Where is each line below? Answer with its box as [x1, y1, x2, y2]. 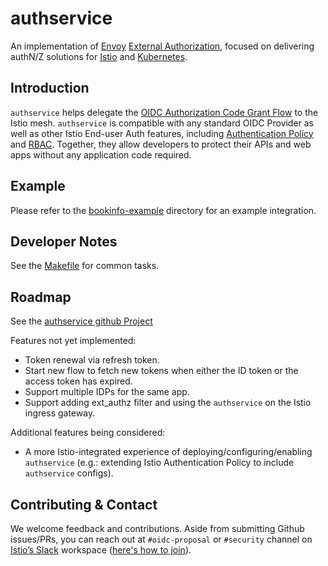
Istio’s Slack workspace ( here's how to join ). [10, 544, 192, 556]
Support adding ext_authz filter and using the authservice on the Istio [24, 397, 312, 409]
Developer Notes [10, 233, 118, 250]
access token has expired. [24, 375, 133, 387]
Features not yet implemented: [10, 335, 137, 347]
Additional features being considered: [10, 427, 166, 439]
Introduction [10, 80, 90, 97]
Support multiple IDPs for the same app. [24, 386, 190, 398]
